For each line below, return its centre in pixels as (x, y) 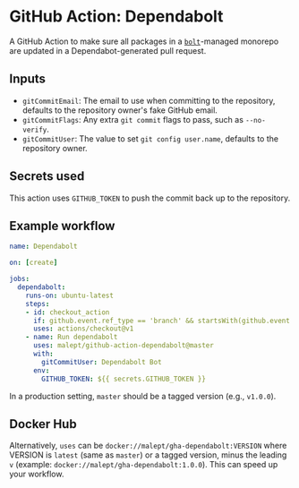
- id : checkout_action (68, 312)
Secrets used (47, 176)
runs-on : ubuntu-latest (70, 295)
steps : (38, 304)
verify (34, 130)
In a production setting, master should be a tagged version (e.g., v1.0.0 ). (143, 396)
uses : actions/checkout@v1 (83, 329)
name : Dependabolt (43, 247)
